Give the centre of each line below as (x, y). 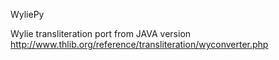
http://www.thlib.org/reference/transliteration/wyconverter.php (139, 44)
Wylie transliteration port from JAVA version (101, 33)
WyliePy (27, 14)
